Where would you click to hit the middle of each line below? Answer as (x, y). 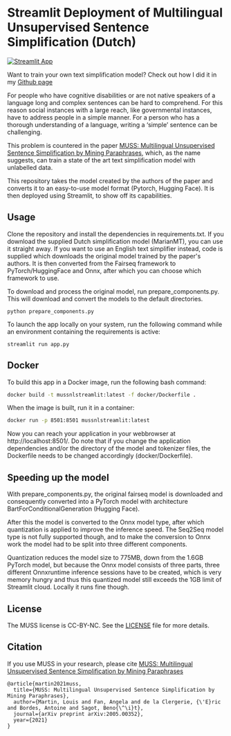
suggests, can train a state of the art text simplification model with (101, 160)
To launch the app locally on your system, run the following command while (115, 324)
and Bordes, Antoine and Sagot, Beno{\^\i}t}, (75, 708)
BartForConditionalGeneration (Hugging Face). (74, 509)
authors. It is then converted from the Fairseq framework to (92, 263)
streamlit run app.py (38, 344)
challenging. (25, 132)
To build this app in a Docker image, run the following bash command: (107, 382)
